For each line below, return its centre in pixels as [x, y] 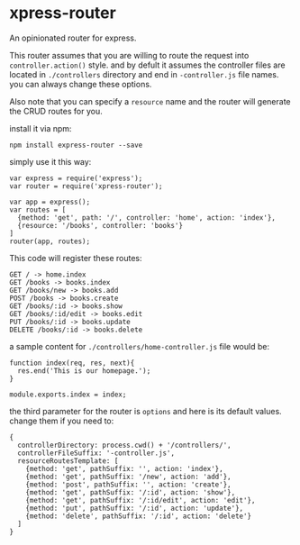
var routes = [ [38, 210]
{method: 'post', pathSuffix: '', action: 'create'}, [128, 485]
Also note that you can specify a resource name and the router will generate [150, 101]
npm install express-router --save [76, 145]
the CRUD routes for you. [56, 111]
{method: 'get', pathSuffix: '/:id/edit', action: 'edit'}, [141, 500]
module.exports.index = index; [68, 395]
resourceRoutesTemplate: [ [68, 461]
